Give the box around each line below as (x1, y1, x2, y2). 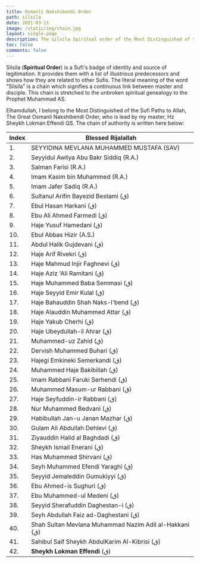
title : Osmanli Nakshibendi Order (6, 8, 92, 15)
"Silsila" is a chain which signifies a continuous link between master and (6, 83, 183, 90)
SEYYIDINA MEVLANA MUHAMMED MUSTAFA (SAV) (31, 143, 180, 152)
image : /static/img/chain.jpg (6, 25, 82, 32)
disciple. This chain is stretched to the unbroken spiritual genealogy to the (6, 89, 188, 96)
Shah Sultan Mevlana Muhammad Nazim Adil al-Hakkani (31, 520, 189, 529)
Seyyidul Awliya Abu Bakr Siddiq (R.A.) (31, 153, 139, 161)
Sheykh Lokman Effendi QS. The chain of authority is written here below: (6, 119, 185, 127)
